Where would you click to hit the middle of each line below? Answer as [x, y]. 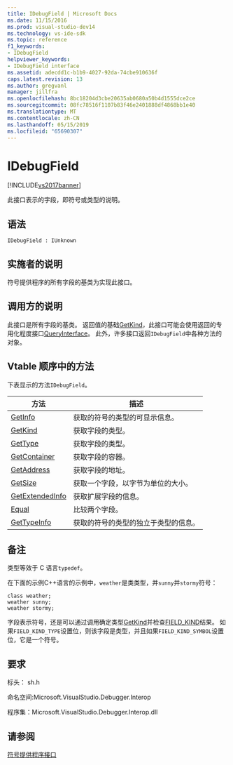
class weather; [29, 596]
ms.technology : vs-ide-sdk [47, 33]
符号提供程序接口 [32, 754]
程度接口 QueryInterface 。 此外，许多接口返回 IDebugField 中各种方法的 [121, 333]
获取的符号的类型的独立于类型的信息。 [136, 522]
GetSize [24, 483]
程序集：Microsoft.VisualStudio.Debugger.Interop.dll [83, 712]
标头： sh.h [23, 682]
